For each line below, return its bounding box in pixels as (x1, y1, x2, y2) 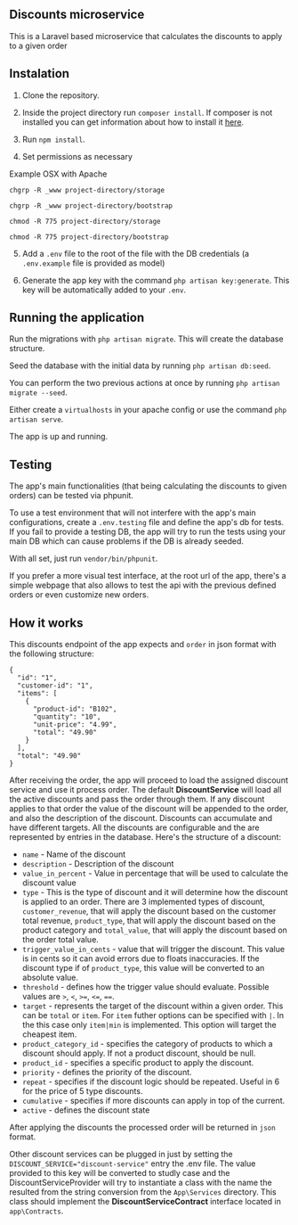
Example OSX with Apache (9, 169, 108, 179)
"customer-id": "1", (17, 681, 93, 690)
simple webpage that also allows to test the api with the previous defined (9, 580, 277, 591)
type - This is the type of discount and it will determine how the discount (21, 887, 288, 898)
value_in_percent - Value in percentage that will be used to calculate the (21, 868, 289, 879)
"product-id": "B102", (32, 704, 117, 714)
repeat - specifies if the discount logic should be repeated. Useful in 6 (21, 1076, 280, 1087)
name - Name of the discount (21, 849, 126, 859)
